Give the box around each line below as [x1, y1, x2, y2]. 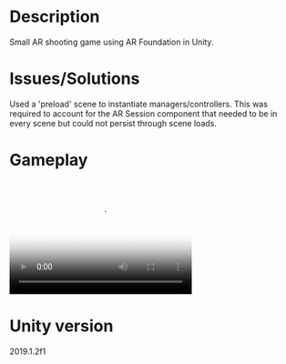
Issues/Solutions [9, 68, 140, 89]
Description [9, 6, 100, 27]
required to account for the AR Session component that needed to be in [9, 107, 278, 119]
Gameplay [9, 150, 88, 170]
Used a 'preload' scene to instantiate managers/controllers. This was [9, 98, 269, 109]
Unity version [9, 316, 114, 336]
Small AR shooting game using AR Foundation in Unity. [9, 36, 214, 47]
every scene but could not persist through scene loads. [9, 117, 217, 128]
